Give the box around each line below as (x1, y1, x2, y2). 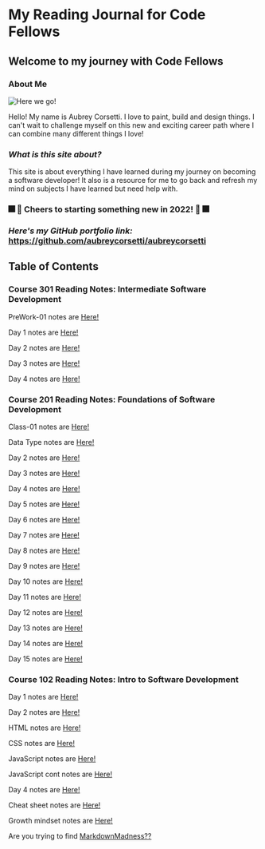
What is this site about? (8, 149, 102, 160)
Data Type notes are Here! (8, 438, 95, 446)
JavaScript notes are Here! (8, 754, 96, 764)
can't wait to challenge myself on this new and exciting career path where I (8, 120, 255, 129)
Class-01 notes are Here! (8, 422, 90, 431)
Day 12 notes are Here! (8, 608, 84, 617)
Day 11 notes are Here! (8, 593, 82, 601)
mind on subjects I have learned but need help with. (8, 184, 178, 193)
